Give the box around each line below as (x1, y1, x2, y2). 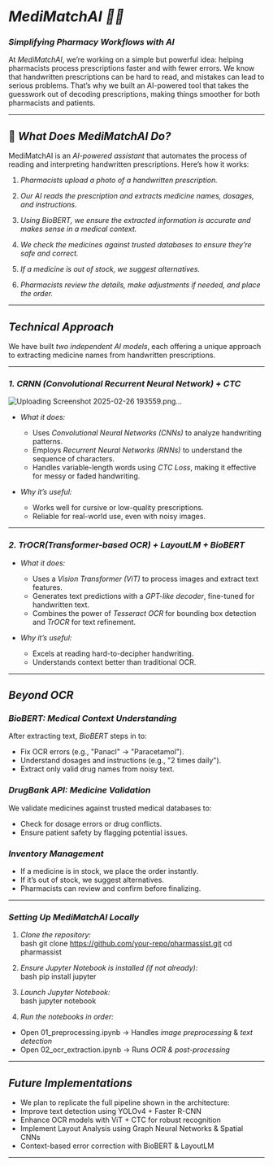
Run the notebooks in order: (19, 1012, 114, 1022)
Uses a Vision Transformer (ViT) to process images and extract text (32, 574, 258, 583)
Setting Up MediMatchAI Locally (8, 911, 140, 923)
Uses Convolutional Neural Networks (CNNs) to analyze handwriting (32, 428, 262, 438)
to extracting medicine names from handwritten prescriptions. (8, 350, 216, 360)
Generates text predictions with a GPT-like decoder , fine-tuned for (32, 591, 255, 600)
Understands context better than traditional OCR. (32, 657, 197, 666)
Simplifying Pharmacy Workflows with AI (8, 37, 175, 48)
